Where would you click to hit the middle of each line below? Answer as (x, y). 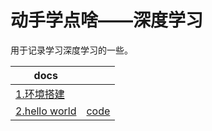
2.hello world (46, 111)
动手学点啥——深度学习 (107, 20)
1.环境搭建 (40, 94)
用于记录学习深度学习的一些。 (71, 50)
